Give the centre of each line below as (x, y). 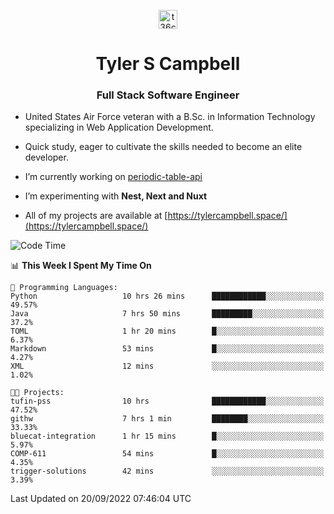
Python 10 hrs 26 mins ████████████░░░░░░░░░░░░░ (167, 296)
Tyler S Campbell (168, 64)
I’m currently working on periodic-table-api (113, 177)
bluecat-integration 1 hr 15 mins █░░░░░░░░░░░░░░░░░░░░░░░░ (167, 436)
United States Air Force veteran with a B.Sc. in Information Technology (170, 117)
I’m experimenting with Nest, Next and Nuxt (116, 196)
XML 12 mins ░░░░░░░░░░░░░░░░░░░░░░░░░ (167, 366)
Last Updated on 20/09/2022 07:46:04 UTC (101, 499)
